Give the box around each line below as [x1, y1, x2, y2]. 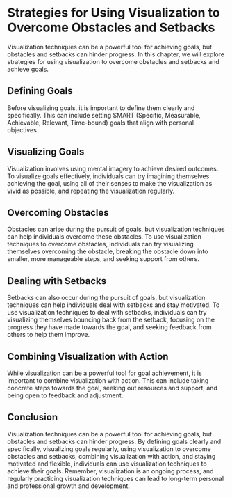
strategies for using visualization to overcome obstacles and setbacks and [7, 57, 220, 65]
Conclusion [7, 411, 58, 423]
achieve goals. [7, 65, 49, 73]
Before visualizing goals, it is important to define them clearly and [7, 103, 195, 112]
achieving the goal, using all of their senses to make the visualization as [7, 179, 213, 187]
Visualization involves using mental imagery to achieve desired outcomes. [7, 164, 219, 173]
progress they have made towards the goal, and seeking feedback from [7, 323, 212, 331]
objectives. [7, 125, 39, 134]
